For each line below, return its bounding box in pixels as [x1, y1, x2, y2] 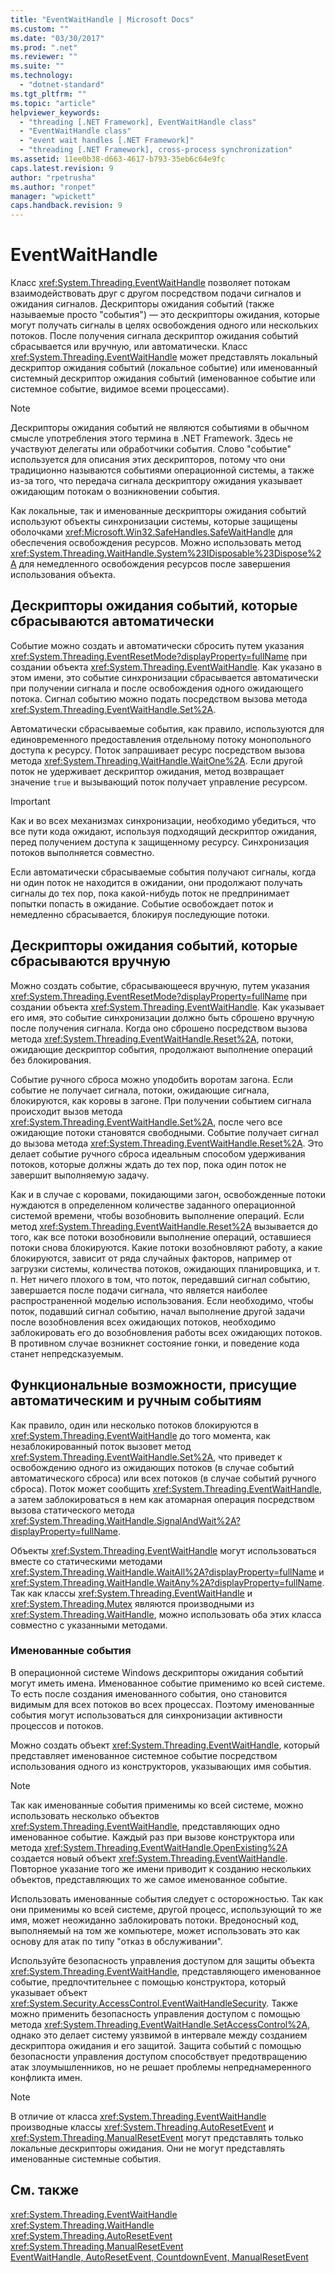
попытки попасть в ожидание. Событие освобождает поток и [10, 897, 274, 910]
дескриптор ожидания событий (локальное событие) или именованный [10, 362, 318, 374]
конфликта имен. [10, 2071, 83, 2083]
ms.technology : [10, 71, 74, 81]
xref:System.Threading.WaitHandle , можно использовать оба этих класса [10, 1608, 322, 1620]
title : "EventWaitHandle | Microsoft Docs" [10, 14, 195, 25]
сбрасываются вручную [10, 953, 172, 970]
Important [10, 795, 51, 807]
